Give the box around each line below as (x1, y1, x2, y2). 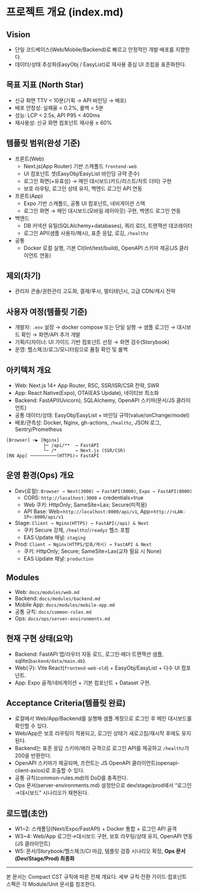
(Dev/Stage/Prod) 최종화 (14, 855, 75, 862)
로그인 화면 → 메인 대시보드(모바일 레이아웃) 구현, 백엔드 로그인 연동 (23, 207, 181, 214)
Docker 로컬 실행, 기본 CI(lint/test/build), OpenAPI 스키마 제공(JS (23, 244, 178, 251)
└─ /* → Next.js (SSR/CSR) (43, 448, 126, 454)
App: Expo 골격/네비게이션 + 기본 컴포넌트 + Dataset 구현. (14, 679, 151, 686)
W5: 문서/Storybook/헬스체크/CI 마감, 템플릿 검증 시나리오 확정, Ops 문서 (14, 848, 186, 855)
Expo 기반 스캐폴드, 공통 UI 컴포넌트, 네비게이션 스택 (23, 200, 146, 207)
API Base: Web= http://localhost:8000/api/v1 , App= (23, 508, 154, 515)
